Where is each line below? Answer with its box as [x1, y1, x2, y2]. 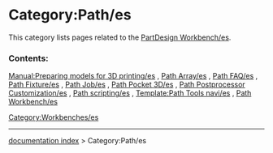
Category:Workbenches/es [8, 113, 99, 122]
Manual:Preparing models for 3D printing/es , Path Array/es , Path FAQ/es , [8, 71, 258, 81]
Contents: [8, 53, 49, 64]
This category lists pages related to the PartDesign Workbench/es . [8, 32, 232, 42]
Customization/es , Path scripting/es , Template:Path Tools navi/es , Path [8, 88, 252, 98]
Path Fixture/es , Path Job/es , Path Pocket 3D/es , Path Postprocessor [8, 79, 245, 90]
